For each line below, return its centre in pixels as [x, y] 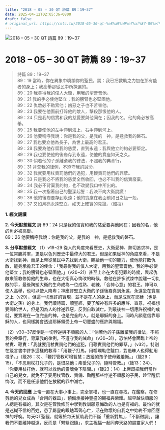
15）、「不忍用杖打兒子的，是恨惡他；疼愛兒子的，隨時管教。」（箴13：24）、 [80, 363]
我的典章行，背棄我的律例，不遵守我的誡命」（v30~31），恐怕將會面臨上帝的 [82, 338]
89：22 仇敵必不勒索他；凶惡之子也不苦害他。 [64, 105]
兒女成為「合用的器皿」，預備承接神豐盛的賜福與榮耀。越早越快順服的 [88, 398]
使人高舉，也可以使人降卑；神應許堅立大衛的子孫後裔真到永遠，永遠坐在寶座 [82, 291]
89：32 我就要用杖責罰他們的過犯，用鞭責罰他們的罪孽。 [75, 173]
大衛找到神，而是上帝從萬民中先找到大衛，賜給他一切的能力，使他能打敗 [78, 260]
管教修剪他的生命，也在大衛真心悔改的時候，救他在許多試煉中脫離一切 [84, 279]
